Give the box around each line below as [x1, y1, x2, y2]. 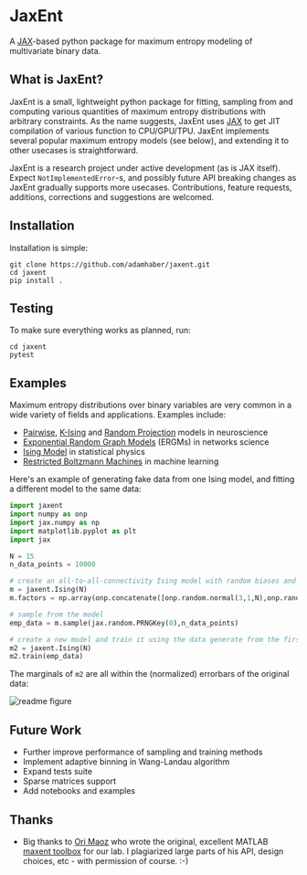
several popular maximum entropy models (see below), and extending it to [9, 134, 290, 146]
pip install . [9, 276, 64, 285]
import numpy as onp [9, 510, 89, 519]
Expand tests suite [22, 766, 93, 777]
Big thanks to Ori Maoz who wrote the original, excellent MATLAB [22, 836, 269, 847]
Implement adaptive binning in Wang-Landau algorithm [22, 756, 230, 767]
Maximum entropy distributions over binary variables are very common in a [9, 399, 292, 411]
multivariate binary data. [9, 45, 101, 56]
